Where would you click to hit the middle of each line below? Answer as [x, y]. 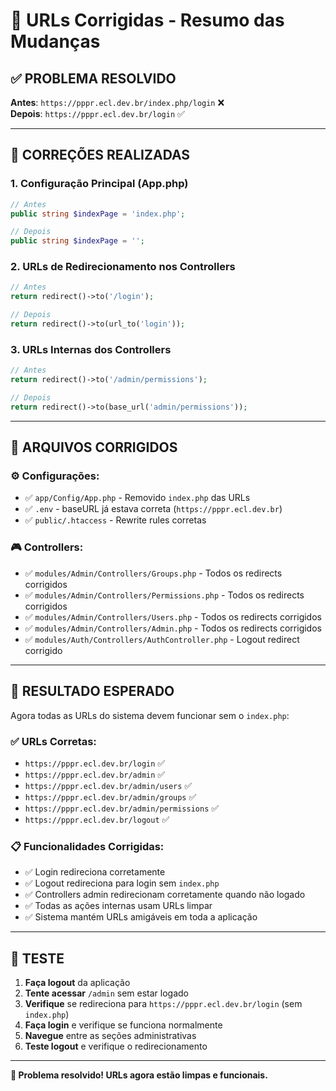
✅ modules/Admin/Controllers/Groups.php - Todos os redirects [153, 573]
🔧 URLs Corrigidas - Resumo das [147, 20]
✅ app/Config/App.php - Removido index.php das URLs [137, 498]
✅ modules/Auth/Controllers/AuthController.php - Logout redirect [162, 639]
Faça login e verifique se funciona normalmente [123, 1025]
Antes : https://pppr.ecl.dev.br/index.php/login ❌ [117, 102]
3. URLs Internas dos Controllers [91, 349]
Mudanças [55, 41]
